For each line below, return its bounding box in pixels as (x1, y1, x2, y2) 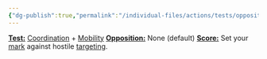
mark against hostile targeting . (8, 41, 108, 51)
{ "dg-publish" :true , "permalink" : (8, 11, 119, 20)
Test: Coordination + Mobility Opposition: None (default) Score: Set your (8, 33, 249, 42)
